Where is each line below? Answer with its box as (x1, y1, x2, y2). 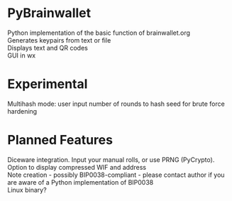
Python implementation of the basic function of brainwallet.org (7, 28, 190, 37)
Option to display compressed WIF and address (7, 163, 147, 171)
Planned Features (7, 132, 114, 148)
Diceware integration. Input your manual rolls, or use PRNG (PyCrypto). (7, 155, 215, 164)
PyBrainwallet (7, 5, 91, 21)
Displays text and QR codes (7, 43, 89, 52)
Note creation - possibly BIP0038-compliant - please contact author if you (7, 170, 225, 179)
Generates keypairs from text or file (7, 36, 111, 44)
